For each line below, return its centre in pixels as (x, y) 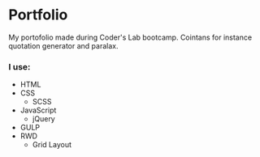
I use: (19, 66)
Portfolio (38, 15)
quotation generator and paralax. (63, 45)
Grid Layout (52, 145)
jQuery (43, 119)
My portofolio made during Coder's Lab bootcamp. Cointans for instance (130, 37)
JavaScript (38, 110)
